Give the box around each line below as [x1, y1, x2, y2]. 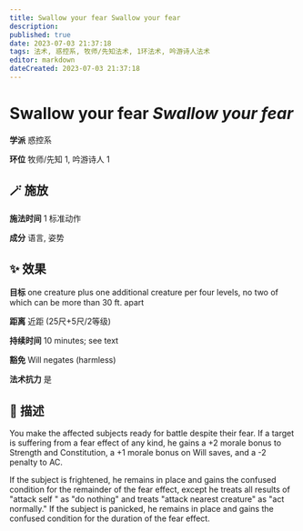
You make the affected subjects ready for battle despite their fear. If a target [9, 428, 295, 439]
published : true [9, 30, 71, 39]
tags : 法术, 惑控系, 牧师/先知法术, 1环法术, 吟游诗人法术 [9, 47, 211, 56]
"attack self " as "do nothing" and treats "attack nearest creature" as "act [9, 494, 285, 505]
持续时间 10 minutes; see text [9, 336, 119, 346]
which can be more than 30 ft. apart [9, 297, 145, 308]
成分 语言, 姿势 [9, 232, 65, 243]
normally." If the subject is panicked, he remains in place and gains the [9, 504, 275, 515]
